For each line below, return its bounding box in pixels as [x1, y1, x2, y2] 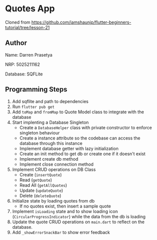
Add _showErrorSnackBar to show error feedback [12, 229, 110, 235]
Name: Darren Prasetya [5, 52, 52, 58]
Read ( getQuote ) [19, 177, 52, 183]
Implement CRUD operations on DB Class [12, 166, 96, 172]
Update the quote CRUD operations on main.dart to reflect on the [12, 219, 145, 225]
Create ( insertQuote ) [19, 171, 62, 177]
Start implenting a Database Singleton [12, 119, 89, 125]
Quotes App [5, 3, 55, 14]
